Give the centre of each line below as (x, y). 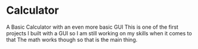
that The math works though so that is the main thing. (72, 39)
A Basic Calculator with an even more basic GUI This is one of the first (92, 27)
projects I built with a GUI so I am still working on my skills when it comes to (99, 33)
